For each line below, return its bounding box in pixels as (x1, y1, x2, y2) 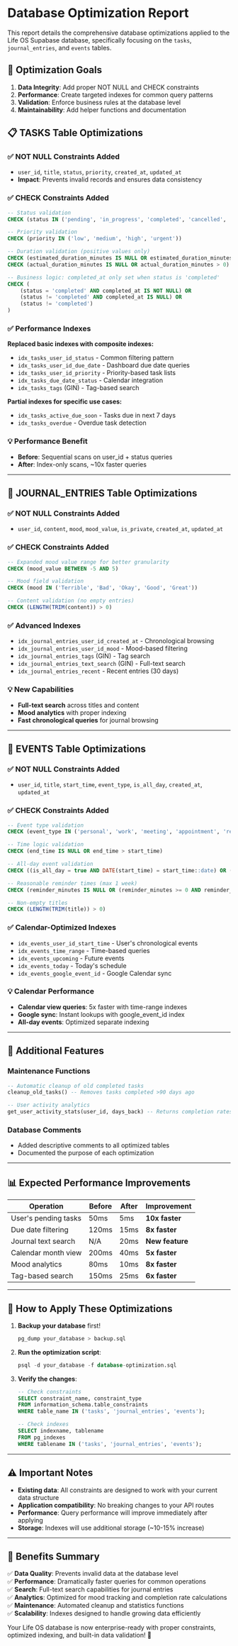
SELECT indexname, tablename (17, 1428, 104, 1435)
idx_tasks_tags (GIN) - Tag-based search (17, 384, 140, 392)
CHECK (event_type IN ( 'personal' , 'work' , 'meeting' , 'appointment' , (7, 828, 220, 835)
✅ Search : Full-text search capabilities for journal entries (7, 1585, 174, 1594)
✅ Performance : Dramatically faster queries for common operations (7, 1577, 207, 1586)
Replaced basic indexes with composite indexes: (7, 340, 154, 348)
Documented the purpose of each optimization (17, 1149, 154, 1157)
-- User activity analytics (7, 1101, 91, 1109)
